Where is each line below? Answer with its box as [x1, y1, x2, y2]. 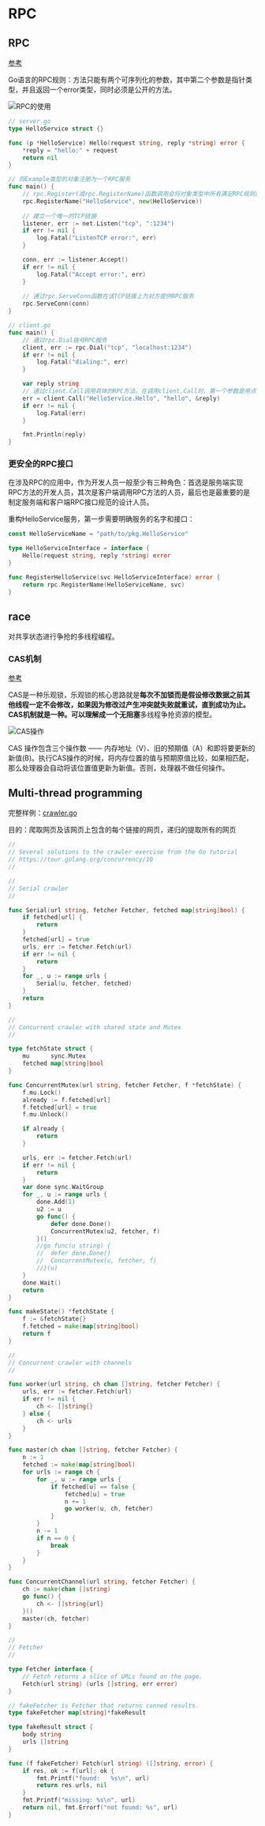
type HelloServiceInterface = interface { [8, 545, 150, 553]
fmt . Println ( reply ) [22, 431, 87, 439]
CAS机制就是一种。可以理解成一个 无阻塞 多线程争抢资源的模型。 [8, 709, 217, 719]
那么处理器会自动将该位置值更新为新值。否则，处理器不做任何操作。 [8, 763, 230, 772]
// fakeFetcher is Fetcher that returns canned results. [8, 1701, 200, 1710]
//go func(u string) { [36, 1242, 111, 1250]
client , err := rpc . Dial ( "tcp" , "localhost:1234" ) [22, 343, 192, 352]
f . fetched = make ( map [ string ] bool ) [22, 1322, 140, 1330]
